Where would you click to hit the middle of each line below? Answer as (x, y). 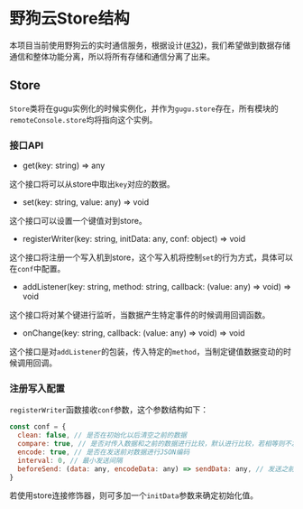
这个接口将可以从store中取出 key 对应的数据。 (92, 184)
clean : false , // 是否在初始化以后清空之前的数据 (102, 435)
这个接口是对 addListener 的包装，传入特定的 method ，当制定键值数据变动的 (147, 352)
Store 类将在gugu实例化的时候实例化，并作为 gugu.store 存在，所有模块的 (144, 108)
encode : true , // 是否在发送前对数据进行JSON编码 (104, 452)
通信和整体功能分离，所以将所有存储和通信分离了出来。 (112, 56)
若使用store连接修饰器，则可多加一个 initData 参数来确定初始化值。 (134, 495)
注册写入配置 (37, 388)
